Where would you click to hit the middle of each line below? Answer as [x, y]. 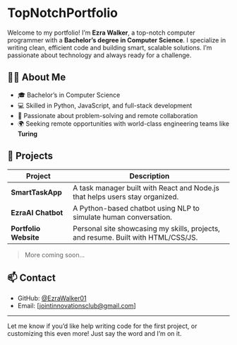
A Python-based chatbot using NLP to [136, 208]
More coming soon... [55, 255]
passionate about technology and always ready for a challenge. [99, 55]
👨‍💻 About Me [37, 77]
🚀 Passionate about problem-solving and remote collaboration [108, 115]
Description [150, 176]
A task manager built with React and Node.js [146, 187]
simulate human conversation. [123, 217]
